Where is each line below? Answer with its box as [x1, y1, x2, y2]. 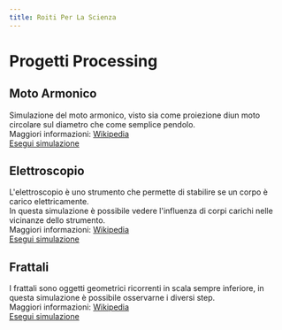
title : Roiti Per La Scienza [9, 12, 117, 22]
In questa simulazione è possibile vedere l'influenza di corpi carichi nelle [9, 205, 274, 217]
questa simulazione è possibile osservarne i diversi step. [9, 293, 215, 303]
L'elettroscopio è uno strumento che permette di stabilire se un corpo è [9, 187, 268, 197]
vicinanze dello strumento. [9, 215, 106, 226]
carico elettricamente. [9, 196, 90, 207]
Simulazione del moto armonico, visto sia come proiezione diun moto [9, 110, 261, 120]
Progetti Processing [9, 50, 158, 71]
